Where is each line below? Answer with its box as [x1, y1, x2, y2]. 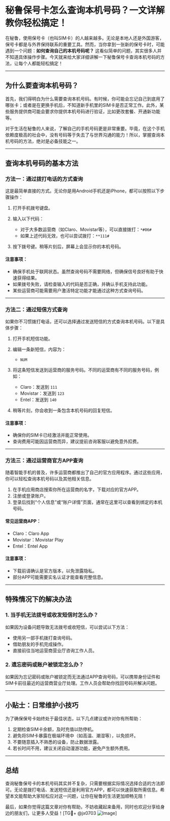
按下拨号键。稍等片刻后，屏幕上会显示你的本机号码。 [12, 243, 124, 250]
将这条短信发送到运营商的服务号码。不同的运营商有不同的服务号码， [12, 366, 155, 373]
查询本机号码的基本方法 [5, 159, 78, 168]
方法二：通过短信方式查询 [5, 306, 68, 313]
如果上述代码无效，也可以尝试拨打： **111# [20, 233, 110, 239]
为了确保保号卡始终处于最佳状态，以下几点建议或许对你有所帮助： [5, 715, 143, 721]
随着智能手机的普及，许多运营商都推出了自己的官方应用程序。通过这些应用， [5, 469, 165, 476]
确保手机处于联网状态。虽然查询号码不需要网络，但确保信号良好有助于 [12, 268, 159, 274]
